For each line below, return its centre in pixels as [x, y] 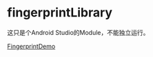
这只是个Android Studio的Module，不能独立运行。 [78, 32]
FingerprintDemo [31, 46]
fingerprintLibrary [60, 13]
